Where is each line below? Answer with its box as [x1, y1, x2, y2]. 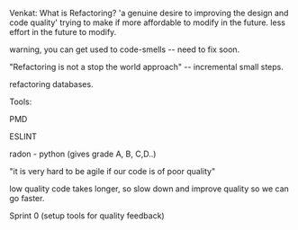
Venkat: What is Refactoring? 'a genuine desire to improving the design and [9, 8, 289, 18]
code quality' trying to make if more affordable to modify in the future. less [9, 17, 286, 28]
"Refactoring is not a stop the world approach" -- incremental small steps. [9, 62, 284, 72]
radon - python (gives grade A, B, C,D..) [9, 148, 157, 159]
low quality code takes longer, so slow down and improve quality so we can [9, 183, 290, 194]
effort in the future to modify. [9, 27, 117, 37]
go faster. [9, 193, 45, 203]
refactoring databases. [9, 79, 94, 89]
